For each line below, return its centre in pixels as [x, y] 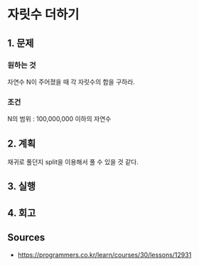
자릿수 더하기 [43, 15]
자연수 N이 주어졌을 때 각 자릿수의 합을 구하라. [71, 82]
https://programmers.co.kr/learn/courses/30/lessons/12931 [104, 255]
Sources [26, 238]
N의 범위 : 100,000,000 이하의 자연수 [59, 119]
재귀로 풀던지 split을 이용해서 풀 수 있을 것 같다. [73, 161]
